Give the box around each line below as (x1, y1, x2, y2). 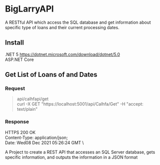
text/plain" (16, 106, 38, 112)
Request (5, 85, 25, 92)
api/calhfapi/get (16, 96, 49, 102)
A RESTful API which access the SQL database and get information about (5, 19, 151, 25)
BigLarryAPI (5, 3, 54, 15)
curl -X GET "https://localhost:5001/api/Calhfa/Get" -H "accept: (16, 101, 144, 107)
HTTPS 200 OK (5, 129, 36, 135)
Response (5, 119, 29, 125)
